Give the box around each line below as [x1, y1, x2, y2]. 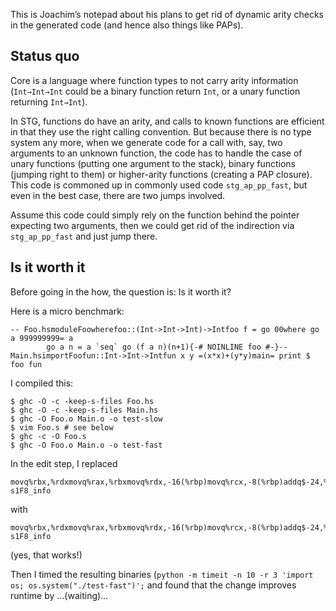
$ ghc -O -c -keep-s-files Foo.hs [10, 396, 155, 406]
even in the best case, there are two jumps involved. [10, 189, 226, 201]
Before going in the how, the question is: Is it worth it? [10, 285, 232, 298]
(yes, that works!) [10, 549, 83, 561]
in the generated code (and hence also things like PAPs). [10, 19, 244, 31]
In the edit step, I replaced [10, 457, 118, 469]
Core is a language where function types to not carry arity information [10, 74, 299, 86]
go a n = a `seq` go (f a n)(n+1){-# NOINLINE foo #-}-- [46, 342, 288, 352]
